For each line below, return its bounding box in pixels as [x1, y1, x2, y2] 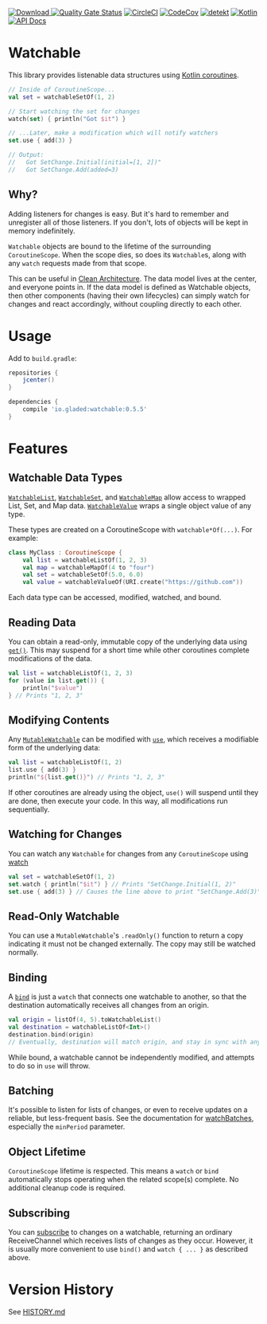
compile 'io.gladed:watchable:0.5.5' [22, 405, 148, 413]
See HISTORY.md [8, 1306, 66, 1316]
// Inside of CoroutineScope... [8, 85, 115, 93]
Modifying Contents [8, 713, 110, 727]
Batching [8, 1083, 54, 1097]
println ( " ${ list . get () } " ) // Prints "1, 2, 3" [8, 774, 165, 781]
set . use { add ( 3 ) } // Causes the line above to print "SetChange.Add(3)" [8, 887, 261, 895]
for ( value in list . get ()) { [8, 676, 105, 684]
